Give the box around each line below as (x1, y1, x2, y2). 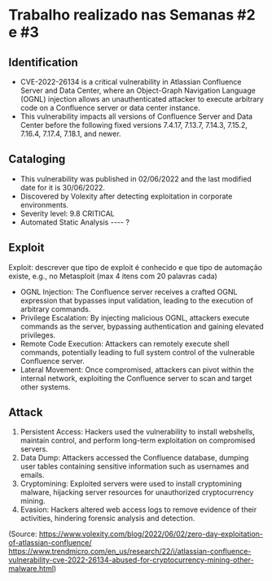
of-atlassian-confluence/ (8, 538, 92, 548)
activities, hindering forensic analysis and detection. (20, 513, 195, 523)
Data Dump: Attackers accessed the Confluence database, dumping (20, 453, 249, 463)
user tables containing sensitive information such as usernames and (20, 461, 250, 471)
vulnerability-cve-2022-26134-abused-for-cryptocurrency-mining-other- (8, 555, 254, 565)
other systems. (20, 382, 71, 391)
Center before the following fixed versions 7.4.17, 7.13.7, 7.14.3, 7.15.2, (20, 120, 248, 129)
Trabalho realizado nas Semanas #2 (8, 6, 256, 24)
